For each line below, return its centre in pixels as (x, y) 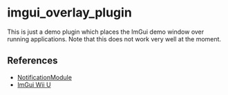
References (32, 61)
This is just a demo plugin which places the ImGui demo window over (106, 32)
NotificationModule (45, 77)
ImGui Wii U (34, 85)
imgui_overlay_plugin (70, 13)
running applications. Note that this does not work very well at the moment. (114, 39)
